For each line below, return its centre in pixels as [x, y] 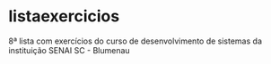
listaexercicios [64, 16]
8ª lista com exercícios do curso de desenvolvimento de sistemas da [135, 41]
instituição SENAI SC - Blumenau [70, 50]
